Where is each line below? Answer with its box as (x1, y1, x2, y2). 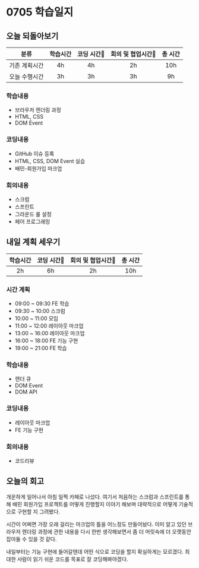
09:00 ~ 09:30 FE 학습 (14, 300, 70, 307)
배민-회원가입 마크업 (14, 164, 62, 172)
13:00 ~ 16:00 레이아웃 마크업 (14, 330, 85, 337)
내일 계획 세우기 (6, 237, 61, 247)
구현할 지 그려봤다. (17, 508, 61, 515)
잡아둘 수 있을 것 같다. (6, 535, 57, 542)
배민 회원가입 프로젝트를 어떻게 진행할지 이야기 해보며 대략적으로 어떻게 (12, 500, 178, 507)
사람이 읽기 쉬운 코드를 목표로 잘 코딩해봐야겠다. (17, 556, 128, 563)
